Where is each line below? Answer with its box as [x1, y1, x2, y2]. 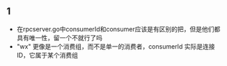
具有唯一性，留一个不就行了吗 [16, 33, 102, 42]
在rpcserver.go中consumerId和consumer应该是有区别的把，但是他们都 [16, 24, 221, 33]
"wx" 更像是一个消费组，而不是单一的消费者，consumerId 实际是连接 [16, 42, 215, 51]
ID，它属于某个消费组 [16, 51, 78, 59]
